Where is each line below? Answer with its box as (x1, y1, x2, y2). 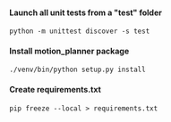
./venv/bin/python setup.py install (9, 65, 146, 75)
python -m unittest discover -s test (9, 27, 150, 36)
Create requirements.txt (9, 85, 101, 94)
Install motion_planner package (9, 45, 130, 56)
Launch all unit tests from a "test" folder (9, 7, 163, 18)
